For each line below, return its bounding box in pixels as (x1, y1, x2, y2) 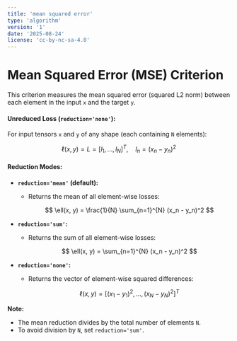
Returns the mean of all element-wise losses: (28, 192, 160, 200)
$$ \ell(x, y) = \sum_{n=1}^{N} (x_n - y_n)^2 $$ (61, 247, 198, 255)
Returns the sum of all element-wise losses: (28, 233, 156, 241)
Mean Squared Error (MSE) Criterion (7, 67, 224, 83)
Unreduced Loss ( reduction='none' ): (7, 114, 116, 122)
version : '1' (7, 23, 46, 30)
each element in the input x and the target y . (7, 98, 136, 107)
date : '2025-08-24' (7, 30, 65, 37)
